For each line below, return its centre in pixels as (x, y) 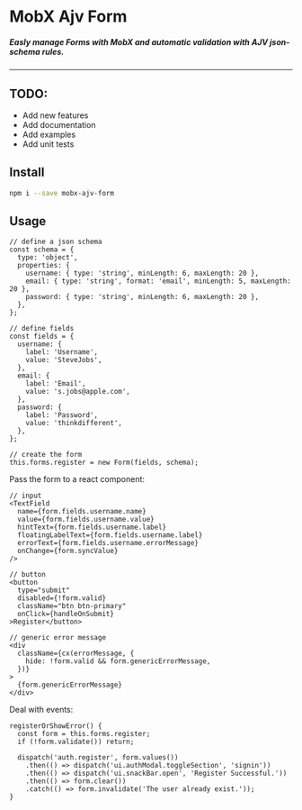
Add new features (55, 115)
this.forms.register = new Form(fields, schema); (104, 463)
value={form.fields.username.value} (86, 520)
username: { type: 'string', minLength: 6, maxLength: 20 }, (142, 273)
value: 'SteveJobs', (64, 360)
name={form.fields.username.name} (82, 512)
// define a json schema (56, 242)
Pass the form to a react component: (77, 479)
